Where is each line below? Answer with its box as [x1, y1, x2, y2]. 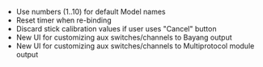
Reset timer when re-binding [15, 15, 112, 25]
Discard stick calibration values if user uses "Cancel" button [15, 24, 217, 33]
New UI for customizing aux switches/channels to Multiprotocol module [15, 41, 255, 51]
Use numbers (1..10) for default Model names [15, 7, 166, 16]
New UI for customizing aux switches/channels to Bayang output [15, 32, 232, 42]
